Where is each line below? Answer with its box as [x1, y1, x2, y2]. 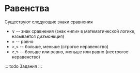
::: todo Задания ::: [4, 63, 42, 69]
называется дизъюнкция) [11, 33, 64, 39]
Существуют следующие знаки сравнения [4, 19, 93, 25]
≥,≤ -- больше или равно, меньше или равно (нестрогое [11, 49, 129, 55]
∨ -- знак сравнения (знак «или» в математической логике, [11, 28, 136, 34]
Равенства [4, 3, 49, 14]
